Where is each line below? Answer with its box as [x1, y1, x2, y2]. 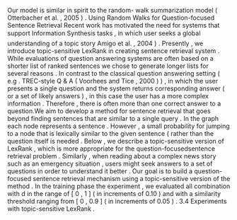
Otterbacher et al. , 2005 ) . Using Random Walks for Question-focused [7, 13, 215, 22]
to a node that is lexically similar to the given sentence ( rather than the [7, 129, 214, 137]
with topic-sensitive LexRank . [7, 204, 96, 213]
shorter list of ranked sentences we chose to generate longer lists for [7, 62, 209, 70]
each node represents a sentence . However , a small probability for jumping [7, 122, 230, 130]
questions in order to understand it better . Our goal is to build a [7, 167, 193, 175]
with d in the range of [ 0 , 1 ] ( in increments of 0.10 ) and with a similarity [7, 190, 221, 197]
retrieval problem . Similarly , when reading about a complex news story [7, 152, 216, 160]
